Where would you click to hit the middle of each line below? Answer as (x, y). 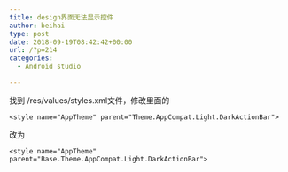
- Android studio (49, 67)
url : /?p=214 (33, 50)
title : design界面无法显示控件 (62, 17)
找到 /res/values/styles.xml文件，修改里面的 (90, 100)
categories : (31, 58)
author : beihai (37, 26)
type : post (29, 34)
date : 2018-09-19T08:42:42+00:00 (71, 42)
